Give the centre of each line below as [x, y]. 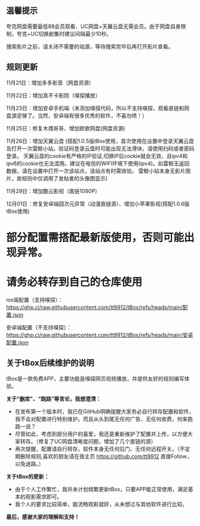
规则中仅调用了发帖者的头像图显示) [65, 178]
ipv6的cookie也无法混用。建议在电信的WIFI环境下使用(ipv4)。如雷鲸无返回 [98, 163]
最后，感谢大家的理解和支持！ [43, 516]
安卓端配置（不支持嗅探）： [39, 327]
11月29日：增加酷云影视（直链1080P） [53, 191]
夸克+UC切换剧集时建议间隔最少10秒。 [64, 33]
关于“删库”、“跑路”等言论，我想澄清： [54, 399]
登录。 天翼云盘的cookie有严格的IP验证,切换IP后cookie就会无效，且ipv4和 [97, 156]
